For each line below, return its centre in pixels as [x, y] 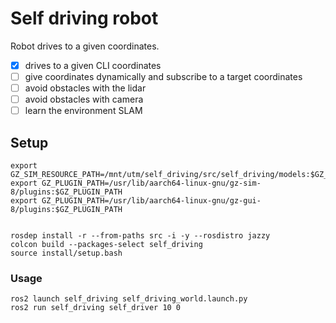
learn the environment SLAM [83, 111]
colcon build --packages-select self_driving [106, 245]
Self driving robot [84, 18]
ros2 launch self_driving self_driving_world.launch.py [129, 299]
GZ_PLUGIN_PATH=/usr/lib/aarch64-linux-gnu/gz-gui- [151, 201]
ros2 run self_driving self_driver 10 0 [96, 308]
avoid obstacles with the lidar [85, 88]
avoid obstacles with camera [84, 99]
